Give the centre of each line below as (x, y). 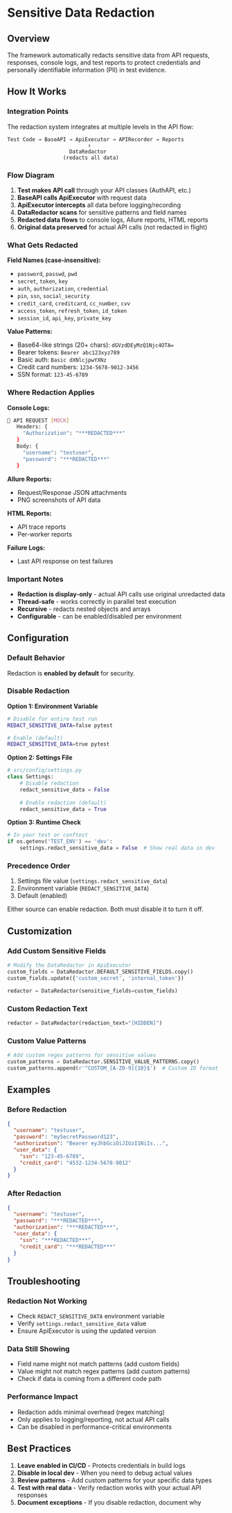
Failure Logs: (26, 548)
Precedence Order (39, 866)
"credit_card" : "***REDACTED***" (68, 1246)
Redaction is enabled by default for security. (71, 673)
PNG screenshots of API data (59, 500)
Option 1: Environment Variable (53, 706)
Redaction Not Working (47, 1301)
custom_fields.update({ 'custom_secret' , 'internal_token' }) (96, 978)
